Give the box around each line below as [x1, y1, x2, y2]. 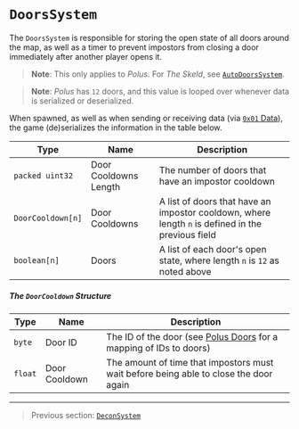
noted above [158, 265, 212, 277]
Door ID [44, 336, 77, 349]
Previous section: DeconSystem [30, 409, 141, 420]
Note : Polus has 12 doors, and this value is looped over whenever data [30, 86, 290, 96]
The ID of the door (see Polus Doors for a [106, 330, 279, 342]
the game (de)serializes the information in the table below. [9, 122, 222, 133]
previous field [158, 228, 216, 241]
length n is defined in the [158, 217, 263, 229]
